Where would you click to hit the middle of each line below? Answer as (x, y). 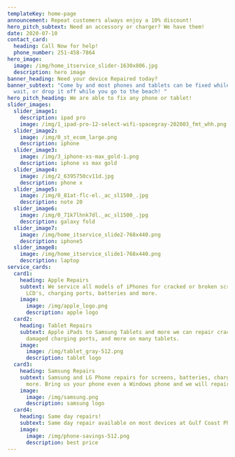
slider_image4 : (36, 169)
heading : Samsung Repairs (58, 371)
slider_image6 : (36, 209)
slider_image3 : (36, 150)
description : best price (62, 442)
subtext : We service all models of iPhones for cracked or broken (119, 286)
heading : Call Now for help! (56, 46)
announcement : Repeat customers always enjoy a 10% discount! (100, 20)
